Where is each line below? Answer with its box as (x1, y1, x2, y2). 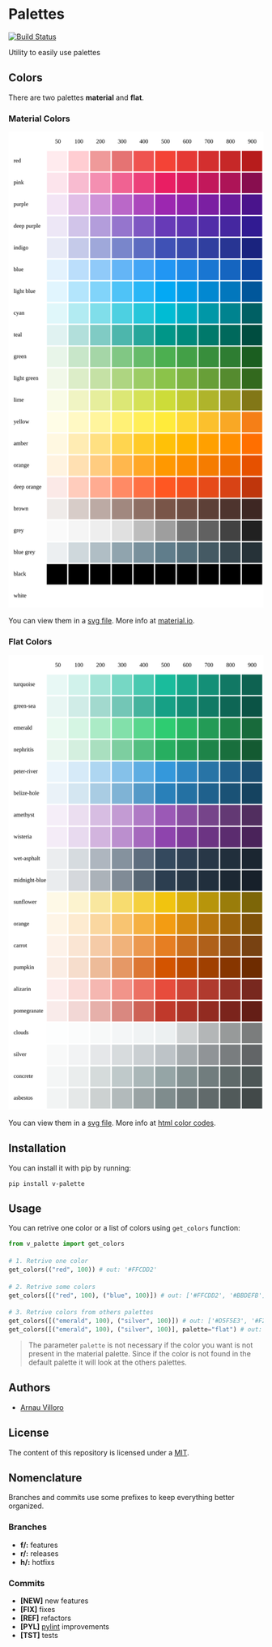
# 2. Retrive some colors (8, 1283, 96, 1291)
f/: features (19, 1540, 58, 1550)
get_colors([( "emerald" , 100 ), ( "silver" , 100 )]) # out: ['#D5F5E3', (8, 1317, 249, 1326)
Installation (8, 1141, 66, 1155)
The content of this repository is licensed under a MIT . (8, 1447, 189, 1457)
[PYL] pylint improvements (19, 1621, 110, 1632)
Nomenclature (8, 1471, 83, 1485)
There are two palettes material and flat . (8, 93, 144, 102)
